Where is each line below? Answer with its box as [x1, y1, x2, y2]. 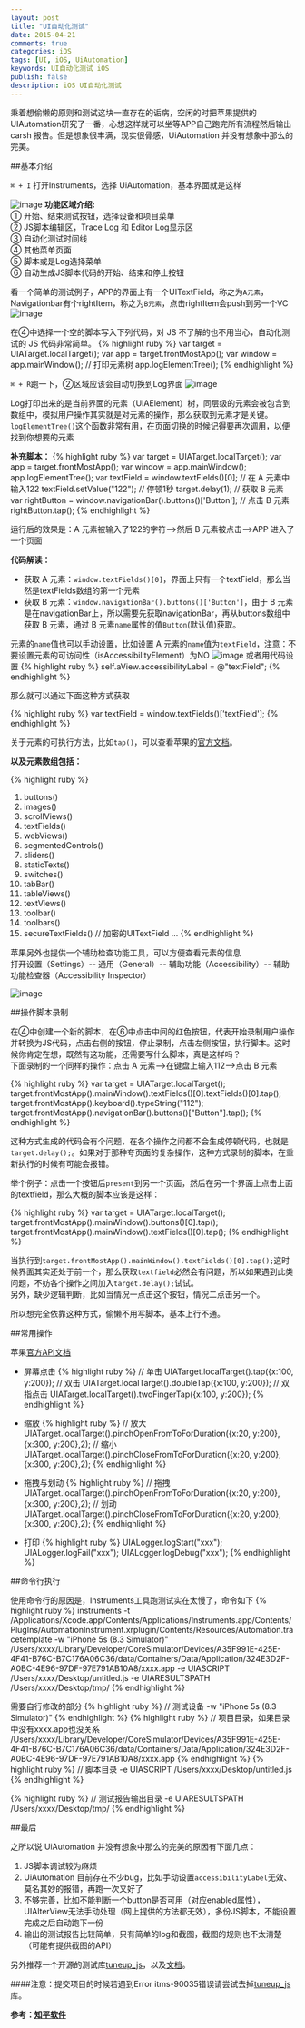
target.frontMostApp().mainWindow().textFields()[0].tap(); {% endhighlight [10, 1226, 289, 1237]
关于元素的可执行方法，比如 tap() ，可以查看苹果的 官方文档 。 [10, 737, 238, 747]
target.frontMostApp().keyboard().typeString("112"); [10, 1097, 204, 1108]
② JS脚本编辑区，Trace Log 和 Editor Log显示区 [10, 222, 193, 232]
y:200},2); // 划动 [53, 1498, 117, 1509]
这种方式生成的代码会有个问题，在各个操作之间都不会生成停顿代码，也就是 [10, 1135, 289, 1146]
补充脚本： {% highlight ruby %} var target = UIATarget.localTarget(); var [10, 450, 282, 461]
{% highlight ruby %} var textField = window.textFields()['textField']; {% [10, 707, 279, 718]
